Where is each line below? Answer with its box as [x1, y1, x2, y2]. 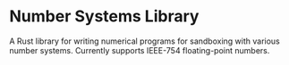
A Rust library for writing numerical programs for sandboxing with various [9, 36, 280, 46]
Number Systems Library [9, 6, 200, 27]
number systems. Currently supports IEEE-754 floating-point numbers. [9, 45, 270, 55]
